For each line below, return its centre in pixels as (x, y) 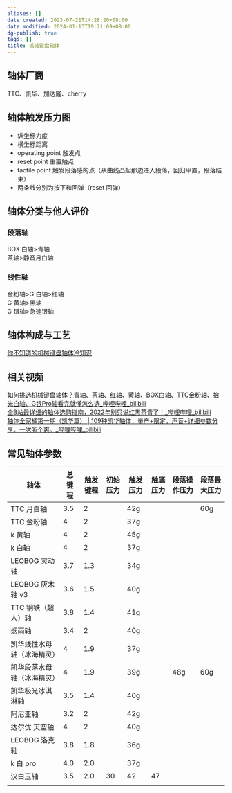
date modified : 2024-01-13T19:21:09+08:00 (69, 26)
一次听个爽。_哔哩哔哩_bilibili (60, 429)
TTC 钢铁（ (29, 608)
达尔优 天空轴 (32, 727)
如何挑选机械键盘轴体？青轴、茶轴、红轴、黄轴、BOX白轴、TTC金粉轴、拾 (113, 395)
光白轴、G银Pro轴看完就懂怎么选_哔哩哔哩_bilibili (77, 404)
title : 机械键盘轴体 (33, 46)
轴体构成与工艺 (39, 335)
